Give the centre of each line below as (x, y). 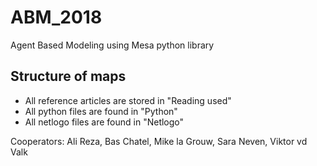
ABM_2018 (56, 17)
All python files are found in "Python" (101, 111)
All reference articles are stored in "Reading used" (128, 100)
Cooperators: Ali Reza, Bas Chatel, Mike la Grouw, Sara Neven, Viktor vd (159, 141)
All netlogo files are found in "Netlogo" (104, 122)
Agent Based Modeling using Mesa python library (112, 45)
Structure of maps (68, 76)
